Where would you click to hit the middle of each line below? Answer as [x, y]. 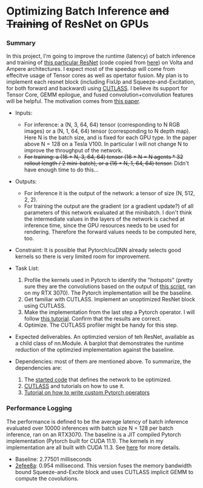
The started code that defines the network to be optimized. [98, 379]
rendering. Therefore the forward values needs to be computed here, [110, 232]
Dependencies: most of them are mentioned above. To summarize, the [103, 361]
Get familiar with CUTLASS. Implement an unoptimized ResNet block [110, 299]
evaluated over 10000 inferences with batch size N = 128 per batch [90, 428]
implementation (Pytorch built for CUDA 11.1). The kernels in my [85, 441]
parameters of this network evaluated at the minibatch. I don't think [108, 213]
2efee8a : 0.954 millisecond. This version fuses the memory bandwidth [103, 466]
